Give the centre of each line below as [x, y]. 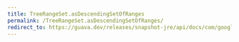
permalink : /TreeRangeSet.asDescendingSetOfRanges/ [85, 21]
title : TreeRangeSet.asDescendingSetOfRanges [76, 14]
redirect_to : [27, 27]
